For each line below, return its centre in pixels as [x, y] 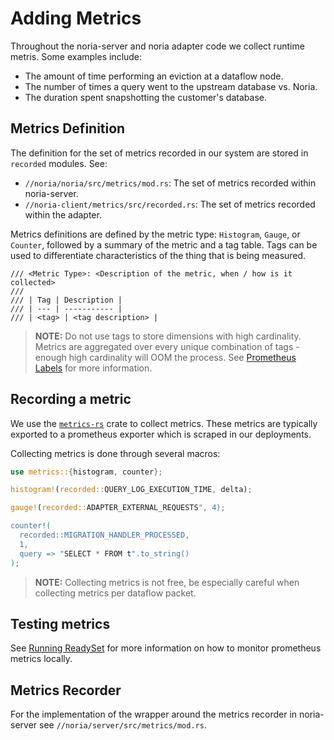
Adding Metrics [76, 18]
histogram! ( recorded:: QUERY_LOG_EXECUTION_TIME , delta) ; [131, 490]
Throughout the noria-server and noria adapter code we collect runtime [157, 46]
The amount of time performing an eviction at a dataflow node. [154, 76]
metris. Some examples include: [76, 56]
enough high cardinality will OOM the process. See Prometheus [165, 357]
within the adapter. [63, 214]
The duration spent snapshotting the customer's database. [145, 97]
